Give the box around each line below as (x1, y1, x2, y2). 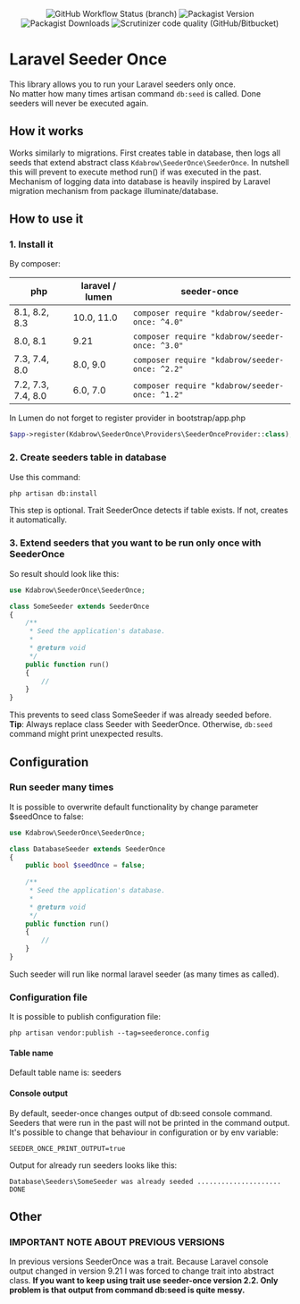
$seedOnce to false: (9, 810, 84, 822)
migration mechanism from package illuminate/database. (9, 185, 219, 196)
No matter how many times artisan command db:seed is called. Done (9, 88, 262, 98)
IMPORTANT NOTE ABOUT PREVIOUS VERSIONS (9, 1235, 225, 1248)
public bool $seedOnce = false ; (25, 861, 146, 870)
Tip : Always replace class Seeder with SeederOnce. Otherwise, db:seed (9, 719, 273, 730)
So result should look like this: (9, 568, 120, 579)
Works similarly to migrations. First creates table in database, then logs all (9, 148, 281, 158)
